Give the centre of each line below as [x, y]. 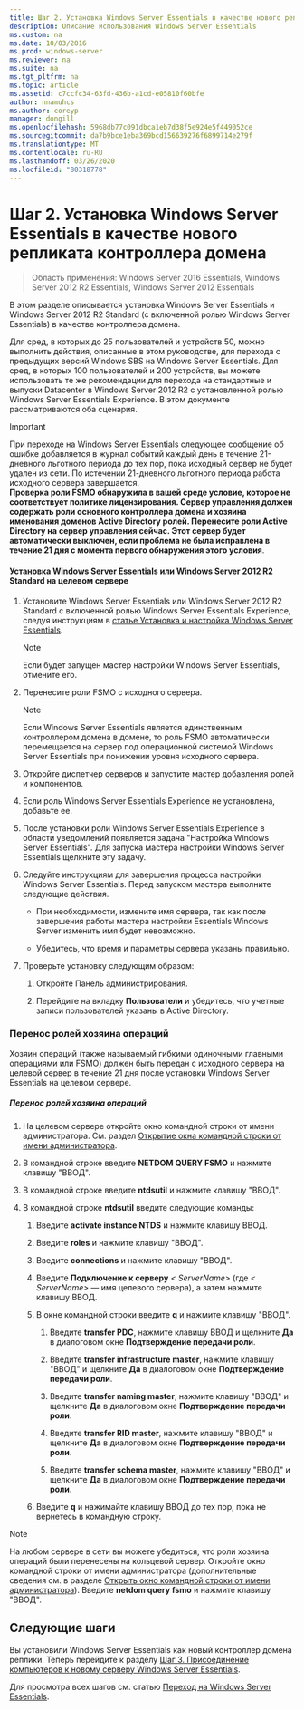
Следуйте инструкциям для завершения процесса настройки [142, 874]
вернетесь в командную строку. [99, 1516]
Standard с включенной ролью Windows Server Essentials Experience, [157, 610]
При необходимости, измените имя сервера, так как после [151, 911]
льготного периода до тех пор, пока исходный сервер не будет [170, 464]
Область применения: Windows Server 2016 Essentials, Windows [156, 278]
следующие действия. [66, 894]
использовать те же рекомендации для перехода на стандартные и [141, 381]
